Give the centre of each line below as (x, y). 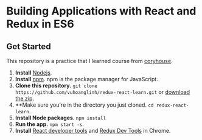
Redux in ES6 (40, 24)
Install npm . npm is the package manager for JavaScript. (86, 79)
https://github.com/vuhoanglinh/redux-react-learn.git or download (103, 92)
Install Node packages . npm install (61, 118)
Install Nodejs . (33, 73)
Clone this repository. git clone (56, 85)
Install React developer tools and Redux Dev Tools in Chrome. (93, 131)
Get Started (29, 46)
